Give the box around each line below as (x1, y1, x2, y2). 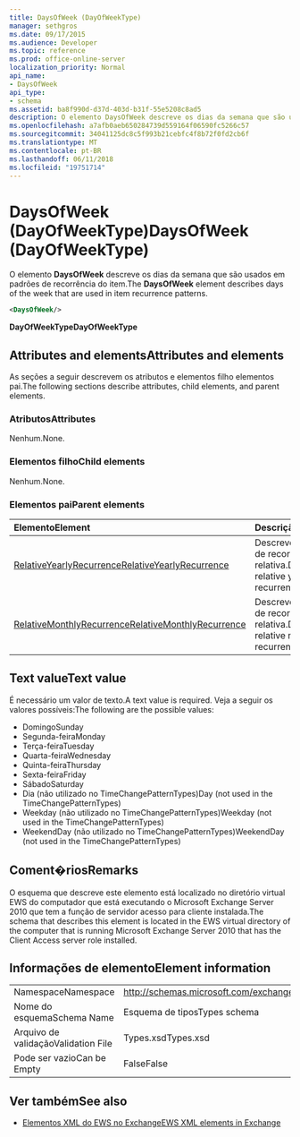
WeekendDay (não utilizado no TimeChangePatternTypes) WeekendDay (21, 825, 285, 837)
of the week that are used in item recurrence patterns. (9, 288, 208, 299)
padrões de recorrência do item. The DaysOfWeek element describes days (9, 278, 284, 289)
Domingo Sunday (21, 722, 84, 732)
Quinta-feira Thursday (21, 759, 102, 770)
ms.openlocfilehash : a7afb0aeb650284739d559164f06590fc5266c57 (9, 122, 250, 131)
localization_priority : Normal (9, 64, 126, 73)
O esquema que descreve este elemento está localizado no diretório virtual (9, 887, 286, 898)
